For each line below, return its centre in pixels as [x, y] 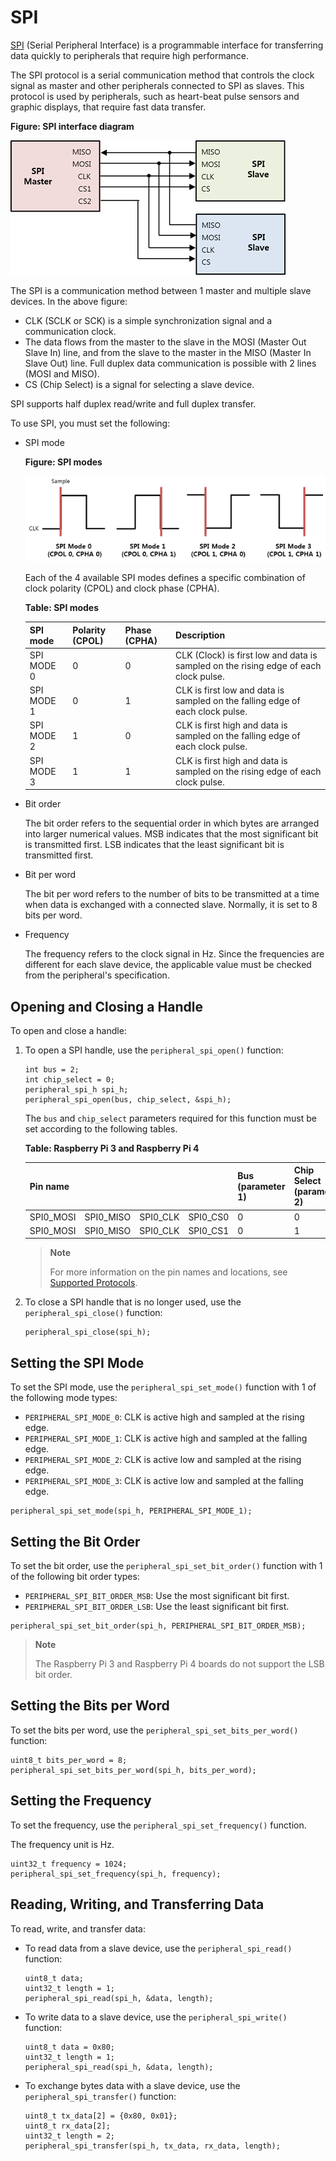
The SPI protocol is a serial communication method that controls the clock [162, 75]
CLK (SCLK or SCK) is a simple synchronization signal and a [148, 320]
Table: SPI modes [62, 608]
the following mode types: [64, 1398]
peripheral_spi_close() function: [93, 1313]
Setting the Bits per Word [90, 1706]
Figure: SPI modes [63, 462]
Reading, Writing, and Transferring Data [137, 1904]
